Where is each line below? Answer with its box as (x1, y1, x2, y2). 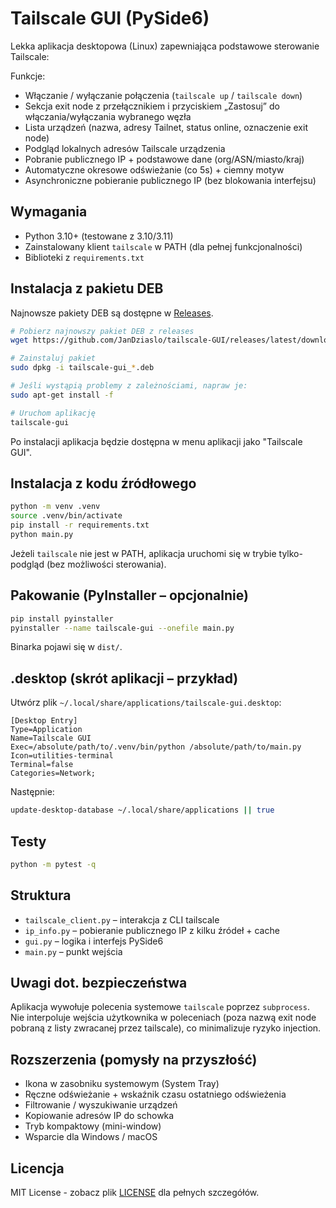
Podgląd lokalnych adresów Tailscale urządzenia (24, 142, 226, 154)
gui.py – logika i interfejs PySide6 (24, 935, 164, 947)
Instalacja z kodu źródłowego (10, 475, 197, 492)
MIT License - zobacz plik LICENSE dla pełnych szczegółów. (10, 1187, 260, 1199)
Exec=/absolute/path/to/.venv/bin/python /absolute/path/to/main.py (10, 742, 302, 752)
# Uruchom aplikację (10, 408, 97, 418)
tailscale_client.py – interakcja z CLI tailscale (24, 913, 220, 926)
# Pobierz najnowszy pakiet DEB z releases (10, 326, 195, 336)
